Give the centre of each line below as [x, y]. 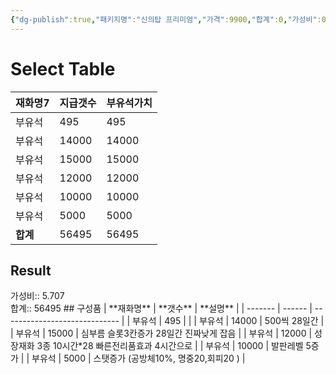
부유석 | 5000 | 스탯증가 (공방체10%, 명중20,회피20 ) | [138, 358]
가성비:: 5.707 [37, 296]
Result [31, 270]
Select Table [63, 68]
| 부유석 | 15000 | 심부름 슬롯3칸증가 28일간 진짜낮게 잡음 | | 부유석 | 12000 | [161, 333]
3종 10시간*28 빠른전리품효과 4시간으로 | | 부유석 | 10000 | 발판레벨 [170, 346]
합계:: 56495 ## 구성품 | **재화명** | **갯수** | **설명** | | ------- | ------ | [161, 308]
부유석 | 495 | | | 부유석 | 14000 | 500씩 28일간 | [228, 321]
